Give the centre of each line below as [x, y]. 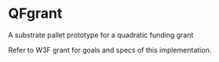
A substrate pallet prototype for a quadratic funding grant [101, 35]
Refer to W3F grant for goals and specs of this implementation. [110, 50]
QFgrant [35, 14]
